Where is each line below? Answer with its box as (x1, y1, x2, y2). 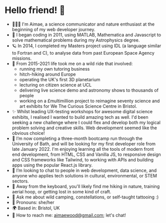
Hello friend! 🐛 (4, 5, 65, 16)
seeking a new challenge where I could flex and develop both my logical (11, 119, 161, 125)
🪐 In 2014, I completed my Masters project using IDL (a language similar (11, 43, 161, 49)
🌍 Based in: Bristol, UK (11, 205, 60, 211)
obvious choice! (11, 130, 45, 136)
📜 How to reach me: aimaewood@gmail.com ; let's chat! (11, 212, 126, 218)
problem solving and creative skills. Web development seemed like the (11, 125, 157, 131)
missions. (11, 55, 32, 61)
